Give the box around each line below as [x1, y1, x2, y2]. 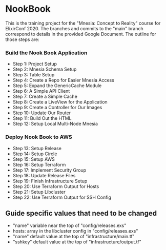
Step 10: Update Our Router [12, 110, 71, 116]
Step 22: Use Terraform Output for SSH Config [12, 194, 112, 200]
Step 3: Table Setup [12, 72, 55, 78]
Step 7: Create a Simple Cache [12, 93, 78, 100]
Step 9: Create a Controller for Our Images [12, 105, 102, 111]
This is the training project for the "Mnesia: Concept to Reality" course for [5, 20, 161, 26]
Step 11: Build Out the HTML [12, 115, 72, 121]
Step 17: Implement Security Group [12, 167, 86, 173]
